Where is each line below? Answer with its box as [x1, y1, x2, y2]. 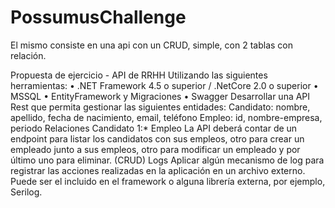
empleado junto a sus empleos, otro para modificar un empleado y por [10, 143, 301, 155]
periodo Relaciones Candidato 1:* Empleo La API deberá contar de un [10, 122, 298, 134]
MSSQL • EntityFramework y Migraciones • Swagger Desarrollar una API [10, 90, 311, 102]
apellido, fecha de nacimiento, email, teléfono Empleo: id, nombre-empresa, [10, 111, 323, 123]
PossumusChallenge [10, 6, 187, 29]
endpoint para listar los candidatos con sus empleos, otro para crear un [10, 132, 305, 145]
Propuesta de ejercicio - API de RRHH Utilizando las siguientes [10, 69, 268, 81]
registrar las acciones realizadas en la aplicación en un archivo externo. [10, 164, 306, 176]
